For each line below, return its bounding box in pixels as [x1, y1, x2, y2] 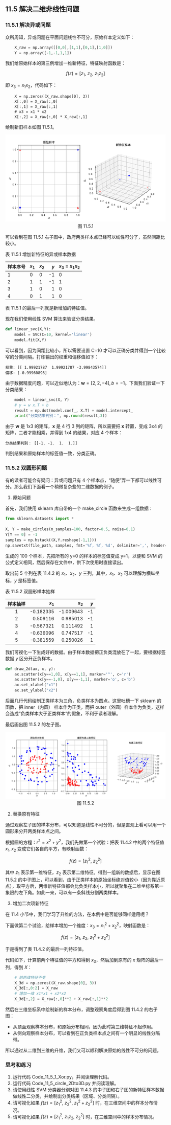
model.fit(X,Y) [14, 337, 47, 343]
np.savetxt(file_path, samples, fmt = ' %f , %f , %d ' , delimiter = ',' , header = [5, 543, 167, 548]
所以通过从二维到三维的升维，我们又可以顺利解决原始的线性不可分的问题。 [5, 1047, 161, 1053]
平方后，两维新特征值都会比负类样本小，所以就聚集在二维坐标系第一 [20, 883, 164, 889]
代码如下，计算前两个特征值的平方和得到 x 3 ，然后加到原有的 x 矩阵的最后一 [5, 957, 164, 964]
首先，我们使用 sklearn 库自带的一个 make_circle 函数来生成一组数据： [5, 505, 154, 511]
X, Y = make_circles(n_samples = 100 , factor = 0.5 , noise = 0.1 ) [5, 527, 136, 532]
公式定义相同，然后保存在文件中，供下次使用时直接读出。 [5, 559, 126, 565]
